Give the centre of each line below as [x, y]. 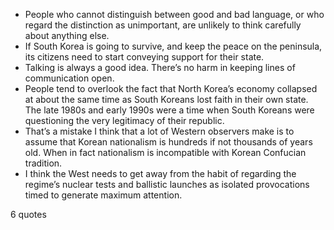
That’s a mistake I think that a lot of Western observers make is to [159, 131]
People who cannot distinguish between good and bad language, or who [174, 14]
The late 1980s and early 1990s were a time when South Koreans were [169, 110]
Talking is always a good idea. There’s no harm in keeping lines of [160, 67]
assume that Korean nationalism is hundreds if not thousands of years [168, 142]
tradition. [43, 163]
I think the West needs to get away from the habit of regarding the [160, 173]
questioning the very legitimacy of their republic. [124, 120]
